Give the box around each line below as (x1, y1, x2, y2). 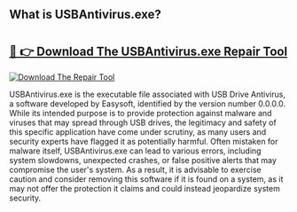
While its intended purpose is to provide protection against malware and (9, 108, 272, 118)
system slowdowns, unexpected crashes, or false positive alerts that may (9, 155, 277, 165)
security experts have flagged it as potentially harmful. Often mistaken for (9, 137, 278, 146)
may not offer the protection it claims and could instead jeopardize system (9, 184, 281, 193)
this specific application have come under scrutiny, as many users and (9, 127, 267, 137)
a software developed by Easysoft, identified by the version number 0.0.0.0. (9, 98, 286, 109)
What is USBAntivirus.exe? (9, 7, 162, 22)
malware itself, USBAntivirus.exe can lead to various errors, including (9, 145, 262, 156)
